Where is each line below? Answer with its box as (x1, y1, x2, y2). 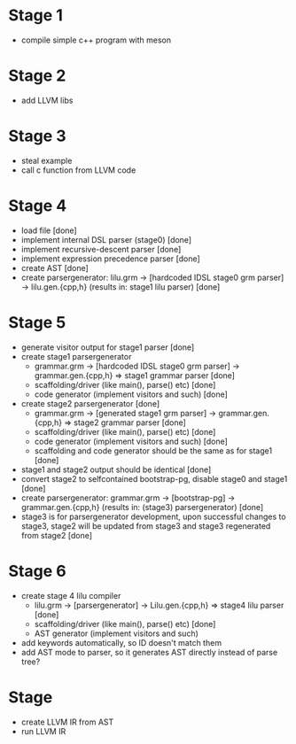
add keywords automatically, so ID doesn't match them (20, 637, 222, 647)
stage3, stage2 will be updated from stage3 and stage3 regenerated (20, 520, 271, 531)
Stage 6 (8, 561, 67, 581)
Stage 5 (8, 312, 66, 332)
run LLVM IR (20, 725, 66, 736)
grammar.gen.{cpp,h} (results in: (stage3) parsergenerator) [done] (20, 501, 264, 512)
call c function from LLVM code (20, 165, 136, 175)
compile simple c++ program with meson (20, 35, 172, 45)
